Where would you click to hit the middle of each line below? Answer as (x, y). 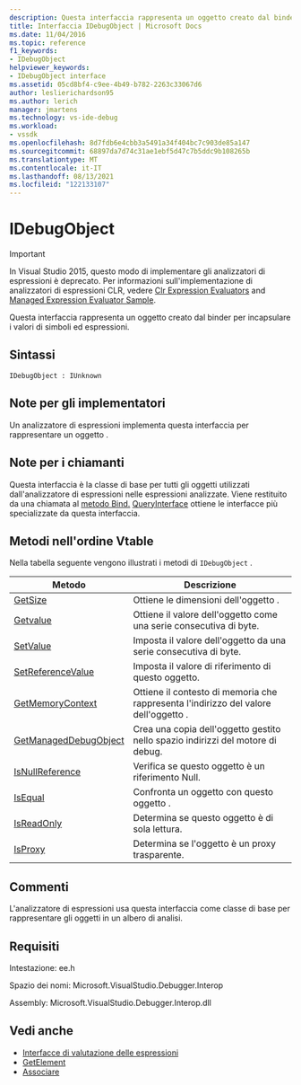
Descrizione (210, 585)
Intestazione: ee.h (43, 967)
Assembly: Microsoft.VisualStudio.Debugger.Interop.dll (111, 1002)
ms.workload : (34, 127)
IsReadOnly (38, 824)
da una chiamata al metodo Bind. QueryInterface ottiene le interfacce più (144, 503)
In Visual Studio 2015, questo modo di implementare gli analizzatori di (138, 271)
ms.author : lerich (43, 101)
